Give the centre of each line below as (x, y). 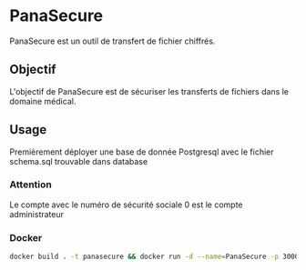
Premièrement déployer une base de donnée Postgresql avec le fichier (142, 152)
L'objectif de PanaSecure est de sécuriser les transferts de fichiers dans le (149, 91)
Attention (31, 185)
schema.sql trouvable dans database (79, 161)
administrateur (37, 214)
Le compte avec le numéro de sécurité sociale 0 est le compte (126, 205)
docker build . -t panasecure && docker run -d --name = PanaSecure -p (144, 257)
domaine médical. (43, 101)
